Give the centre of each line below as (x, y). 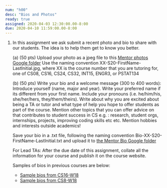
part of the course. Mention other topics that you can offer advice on (83, 110)
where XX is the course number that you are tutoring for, (100, 68)
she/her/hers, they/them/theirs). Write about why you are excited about (85, 99)
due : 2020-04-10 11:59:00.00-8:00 (41, 28)
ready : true (17, 19)
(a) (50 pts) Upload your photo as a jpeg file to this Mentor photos (80, 57)
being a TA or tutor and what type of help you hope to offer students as (86, 104)
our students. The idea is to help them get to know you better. (76, 48)
